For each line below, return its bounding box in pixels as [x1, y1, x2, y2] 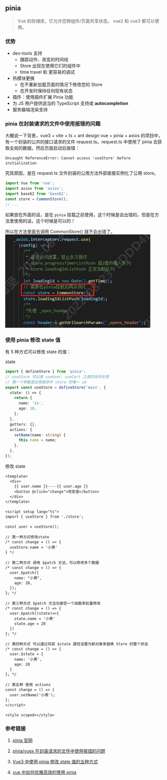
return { [14, 396, 32, 401]
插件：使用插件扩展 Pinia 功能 [12, 94, 73, 100]
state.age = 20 [14, 621, 46, 626]
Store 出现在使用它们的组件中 [19, 63, 81, 69]
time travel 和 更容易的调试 [19, 69, 75, 75]
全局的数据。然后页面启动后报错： [9, 145, 80, 151]
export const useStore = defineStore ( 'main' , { [5, 385, 106, 390]
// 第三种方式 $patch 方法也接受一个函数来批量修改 [5, 601, 101, 606]
